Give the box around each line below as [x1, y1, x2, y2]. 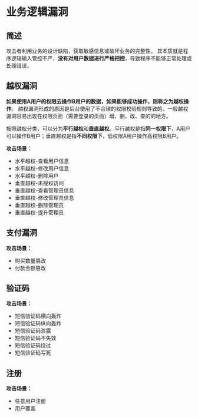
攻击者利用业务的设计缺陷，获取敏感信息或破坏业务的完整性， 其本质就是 [6, 48, 183, 54]
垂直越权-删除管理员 [14, 201, 64, 208]
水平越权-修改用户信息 [14, 164, 70, 171]
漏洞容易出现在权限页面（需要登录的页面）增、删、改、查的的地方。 [6, 112, 171, 120]
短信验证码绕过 [14, 342, 51, 349]
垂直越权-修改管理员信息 [14, 194, 75, 201]
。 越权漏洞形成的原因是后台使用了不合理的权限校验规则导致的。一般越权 [11, 105, 189, 112]
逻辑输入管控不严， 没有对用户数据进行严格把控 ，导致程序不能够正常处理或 [11, 55, 192, 62]
